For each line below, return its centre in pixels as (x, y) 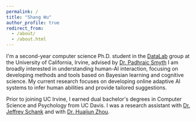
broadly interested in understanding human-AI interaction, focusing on (92, 69)
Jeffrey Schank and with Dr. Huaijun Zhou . (58, 112)
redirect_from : (25, 28)
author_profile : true (33, 23)
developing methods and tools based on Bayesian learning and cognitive (95, 75)
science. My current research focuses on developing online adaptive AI (94, 81)
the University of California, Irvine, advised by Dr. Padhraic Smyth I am (92, 62)
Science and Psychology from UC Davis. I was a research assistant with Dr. (98, 105)
